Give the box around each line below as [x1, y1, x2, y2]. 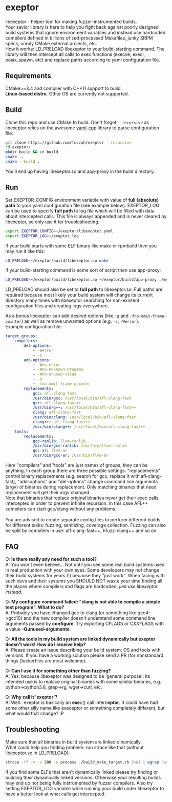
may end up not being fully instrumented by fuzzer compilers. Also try [5, 779, 153, 786]
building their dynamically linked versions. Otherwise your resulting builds [5, 774, 161, 780]
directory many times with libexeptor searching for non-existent [5, 297, 140, 304]
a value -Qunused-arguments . [5, 625, 71, 632]
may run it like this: [5, 248, 45, 254]
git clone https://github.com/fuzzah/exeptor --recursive [5, 140, 132, 145]
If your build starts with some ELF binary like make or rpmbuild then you [5, 243, 157, 249]
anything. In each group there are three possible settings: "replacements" [5, 467, 160, 474]
